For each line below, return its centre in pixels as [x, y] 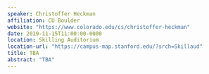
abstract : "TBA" [31, 60]
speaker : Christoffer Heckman [52, 14]
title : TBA [23, 54]
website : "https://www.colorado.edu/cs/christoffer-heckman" [99, 27]
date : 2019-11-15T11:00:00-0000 [55, 33]
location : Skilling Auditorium [53, 40]
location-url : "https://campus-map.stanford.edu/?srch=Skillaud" [105, 47]
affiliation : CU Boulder [44, 20]
